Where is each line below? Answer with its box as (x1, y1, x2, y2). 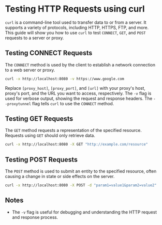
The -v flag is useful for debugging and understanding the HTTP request (12, 209, 157, 215)
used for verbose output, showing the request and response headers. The (5, 96, 152, 101)
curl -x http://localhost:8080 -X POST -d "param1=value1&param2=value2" (5, 183, 157, 188)
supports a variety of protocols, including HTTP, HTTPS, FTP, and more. (5, 24, 149, 30)
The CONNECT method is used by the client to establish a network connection (5, 62, 156, 67)
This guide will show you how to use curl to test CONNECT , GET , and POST (5, 30, 146, 35)
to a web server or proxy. (5, 67, 55, 73)
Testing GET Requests (5, 115, 74, 123)
